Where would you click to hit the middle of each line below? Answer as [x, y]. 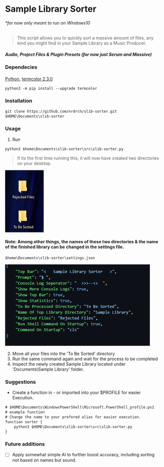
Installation [19, 100]
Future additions [25, 444]
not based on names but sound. [44, 460]
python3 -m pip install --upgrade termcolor [51, 88]
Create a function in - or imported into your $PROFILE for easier [76, 393]
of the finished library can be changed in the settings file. [65, 247]
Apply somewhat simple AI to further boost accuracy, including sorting [83, 455]
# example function [25, 412]
